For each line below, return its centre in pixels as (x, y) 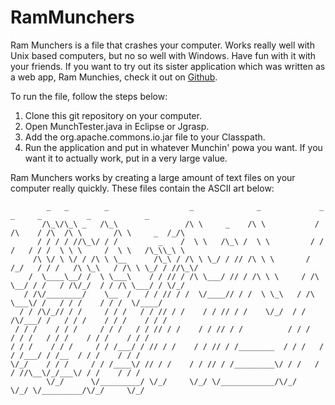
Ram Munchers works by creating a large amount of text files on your (153, 177)
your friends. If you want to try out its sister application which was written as (168, 66)
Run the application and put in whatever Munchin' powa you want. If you (173, 147)
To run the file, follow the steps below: (89, 96)
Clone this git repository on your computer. (113, 115)
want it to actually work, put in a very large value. (126, 158)
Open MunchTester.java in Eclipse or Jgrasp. (117, 126)
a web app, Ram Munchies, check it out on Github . (114, 77)
